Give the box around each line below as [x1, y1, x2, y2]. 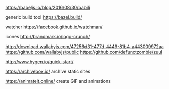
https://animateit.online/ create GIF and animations [5, 78, 111, 84]
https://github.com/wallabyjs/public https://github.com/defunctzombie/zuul [5, 49, 163, 55]
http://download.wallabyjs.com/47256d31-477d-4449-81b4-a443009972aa [5, 43, 164, 50]
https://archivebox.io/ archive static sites [5, 68, 90, 74]
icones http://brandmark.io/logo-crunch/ [5, 34, 90, 39]
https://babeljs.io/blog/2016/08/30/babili [5, 5, 90, 10]
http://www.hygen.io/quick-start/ [5, 59, 74, 65]
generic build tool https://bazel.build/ [5, 14, 82, 20]
